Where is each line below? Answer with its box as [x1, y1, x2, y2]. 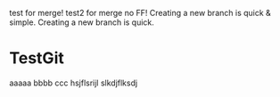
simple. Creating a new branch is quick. [9, 17, 154, 28]
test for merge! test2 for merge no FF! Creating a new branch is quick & [9, 8, 272, 18]
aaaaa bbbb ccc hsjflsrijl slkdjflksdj [9, 77, 138, 88]
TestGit [9, 48, 64, 69]
